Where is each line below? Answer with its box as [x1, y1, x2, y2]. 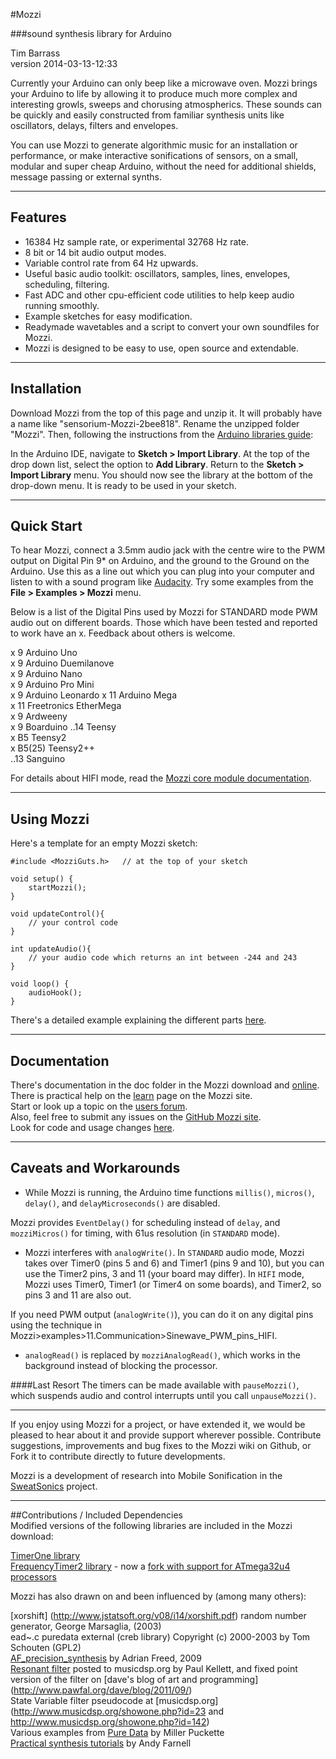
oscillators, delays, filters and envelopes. [10, 120, 179, 131]
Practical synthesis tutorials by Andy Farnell [10, 1737, 192, 1749]
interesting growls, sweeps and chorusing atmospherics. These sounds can [10, 99, 322, 110]
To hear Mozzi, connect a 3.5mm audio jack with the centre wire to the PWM [10, 544, 326, 556]
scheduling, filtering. [24, 278, 110, 290]
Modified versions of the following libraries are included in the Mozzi [10, 1519, 293, 1531]
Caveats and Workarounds [10, 1160, 181, 1177]
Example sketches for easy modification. [24, 310, 193, 322]
